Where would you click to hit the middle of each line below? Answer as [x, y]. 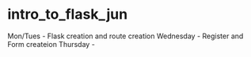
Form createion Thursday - [51, 44]
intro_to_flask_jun [68, 14]
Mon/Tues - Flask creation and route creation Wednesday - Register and [125, 36]
